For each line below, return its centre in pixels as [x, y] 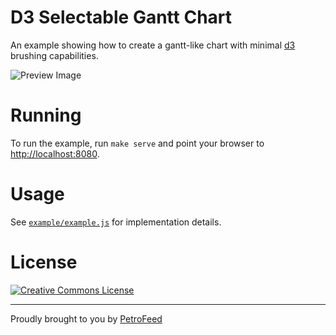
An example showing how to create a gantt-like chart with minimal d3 [153, 45]
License [44, 262]
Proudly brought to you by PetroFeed [86, 318]
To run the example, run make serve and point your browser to [137, 143]
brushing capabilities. [54, 55]
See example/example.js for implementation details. [116, 222]
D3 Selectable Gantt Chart [121, 17]
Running [46, 115]
